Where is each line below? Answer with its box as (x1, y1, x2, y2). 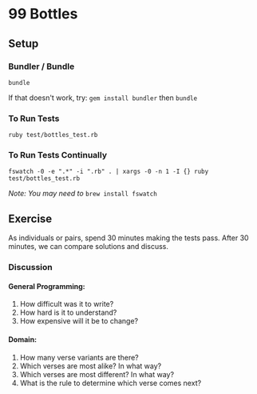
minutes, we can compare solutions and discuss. (8, 242, 169, 251)
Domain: (8, 335, 38, 344)
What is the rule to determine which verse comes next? (19, 378, 202, 388)
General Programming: (8, 281, 85, 291)
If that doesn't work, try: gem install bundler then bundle (8, 93, 198, 103)
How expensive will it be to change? (19, 316, 138, 326)
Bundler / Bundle (8, 61, 75, 72)
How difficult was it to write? (19, 300, 114, 309)
